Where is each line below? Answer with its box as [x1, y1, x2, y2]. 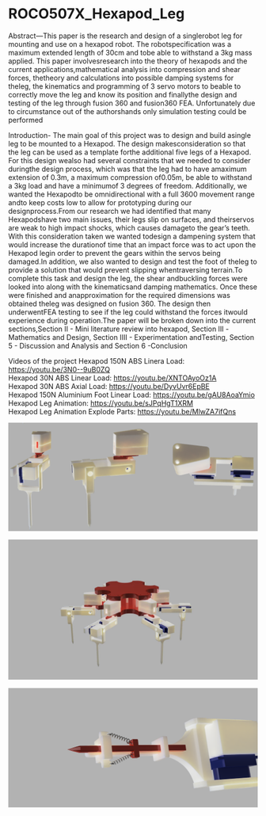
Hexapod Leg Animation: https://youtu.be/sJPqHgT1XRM [8, 398, 194, 408]
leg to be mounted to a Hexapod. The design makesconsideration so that [8, 139, 246, 148]
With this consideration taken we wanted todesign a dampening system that [8, 231, 256, 241]
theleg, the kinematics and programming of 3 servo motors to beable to [8, 81, 241, 91]
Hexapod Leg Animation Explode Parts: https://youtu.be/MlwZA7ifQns [8, 406, 236, 416]
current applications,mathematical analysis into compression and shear [8, 64, 241, 74]
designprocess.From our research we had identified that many [8, 206, 211, 215]
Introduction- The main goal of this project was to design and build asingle [8, 130, 252, 139]
